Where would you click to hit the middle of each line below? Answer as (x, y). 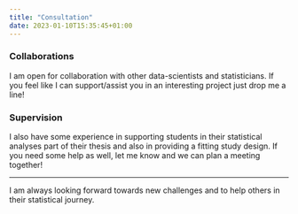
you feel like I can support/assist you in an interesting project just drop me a (148, 85)
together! (26, 165)
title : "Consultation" (51, 17)
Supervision (36, 118)
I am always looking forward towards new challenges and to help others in (145, 190)
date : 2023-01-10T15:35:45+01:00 (71, 26)
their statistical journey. (52, 200)
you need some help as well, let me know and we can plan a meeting (135, 156)
